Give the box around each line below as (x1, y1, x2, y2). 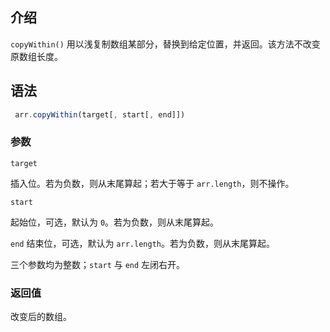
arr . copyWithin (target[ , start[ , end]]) (14, 109, 186, 120)
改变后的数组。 (10, 311, 72, 323)
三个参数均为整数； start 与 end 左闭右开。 (10, 258, 186, 270)
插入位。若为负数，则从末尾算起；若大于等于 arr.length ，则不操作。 (10, 177, 295, 189)
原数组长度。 (10, 50, 63, 62)
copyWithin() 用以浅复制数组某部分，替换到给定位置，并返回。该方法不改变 (10, 38, 321, 50)
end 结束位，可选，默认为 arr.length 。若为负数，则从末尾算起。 (10, 237, 275, 249)
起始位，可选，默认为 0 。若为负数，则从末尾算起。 (10, 216, 220, 228)
